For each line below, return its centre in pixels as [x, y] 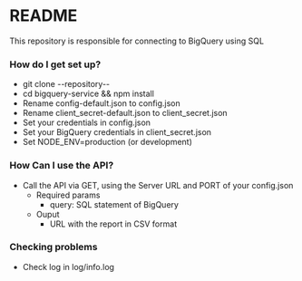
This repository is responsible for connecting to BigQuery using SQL [137, 41]
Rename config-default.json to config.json [102, 103]
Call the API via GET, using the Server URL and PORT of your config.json [158, 185]
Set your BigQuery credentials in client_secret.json [117, 132]
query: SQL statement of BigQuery [114, 204]
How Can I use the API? [62, 166]
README [44, 16]
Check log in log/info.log [68, 266]
